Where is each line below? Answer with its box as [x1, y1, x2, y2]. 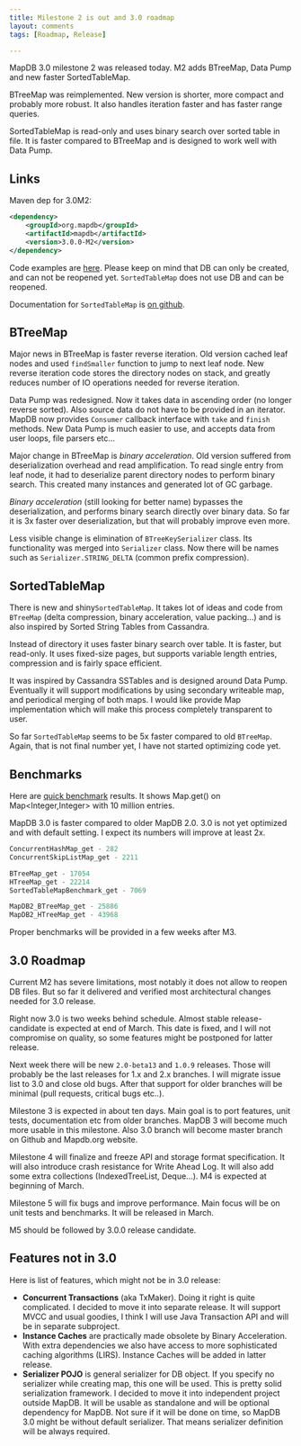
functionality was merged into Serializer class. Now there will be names [9, 543, 279, 553]
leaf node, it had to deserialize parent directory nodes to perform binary [9, 470, 276, 481]
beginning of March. [9, 1180, 84, 1190]
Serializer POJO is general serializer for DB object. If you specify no [22, 1369, 275, 1379]
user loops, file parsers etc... [9, 433, 115, 444]
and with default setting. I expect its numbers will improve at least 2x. [9, 827, 266, 838]
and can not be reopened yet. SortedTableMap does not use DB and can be [9, 272, 285, 283]
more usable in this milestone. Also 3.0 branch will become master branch [9, 1124, 283, 1135]
